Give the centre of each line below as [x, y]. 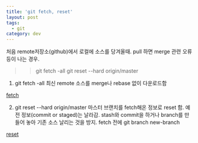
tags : [13, 23]
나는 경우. [28, 59]
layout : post [22, 17]
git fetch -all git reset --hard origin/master [87, 71]
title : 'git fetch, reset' [40, 12]
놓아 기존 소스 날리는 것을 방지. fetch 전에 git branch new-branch [103, 122]
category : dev [24, 34]
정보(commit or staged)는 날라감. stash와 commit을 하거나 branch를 [102, 115]
